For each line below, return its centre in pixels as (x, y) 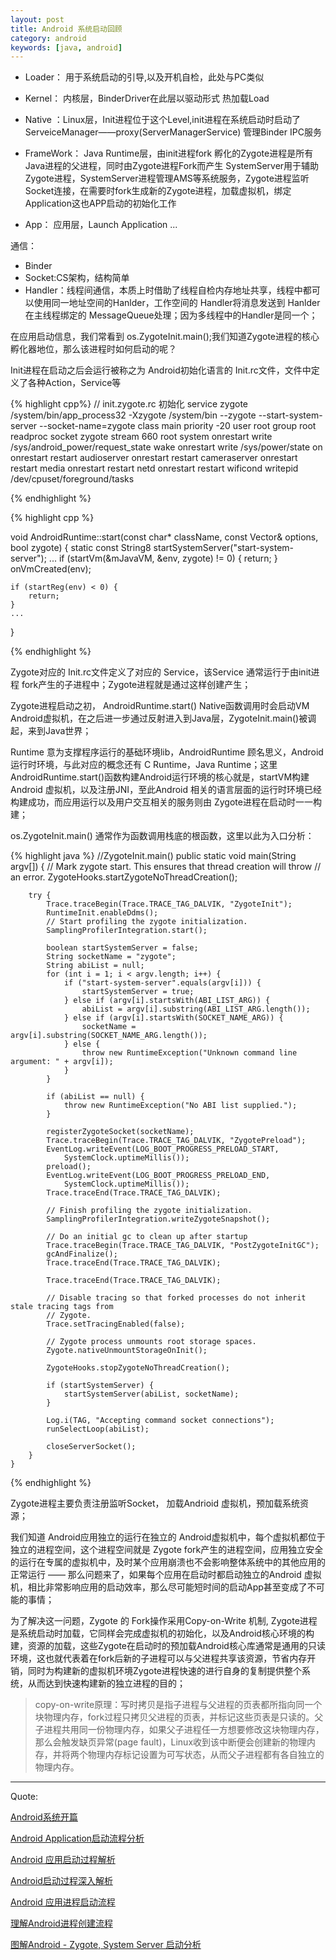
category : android (48, 38)
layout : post (37, 19)
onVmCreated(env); (51, 569)
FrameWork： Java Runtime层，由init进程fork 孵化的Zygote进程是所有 (169, 153)
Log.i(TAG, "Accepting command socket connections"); (160, 1421)
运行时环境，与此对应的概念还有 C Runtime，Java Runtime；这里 (144, 765)
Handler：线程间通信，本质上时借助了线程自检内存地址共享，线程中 (163, 290)
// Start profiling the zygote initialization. (147, 922)
